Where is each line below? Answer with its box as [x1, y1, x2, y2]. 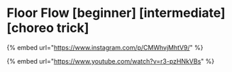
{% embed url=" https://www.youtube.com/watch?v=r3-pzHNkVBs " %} [6, 56, 215, 65]
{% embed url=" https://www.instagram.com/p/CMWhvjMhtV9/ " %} [6, 43, 204, 52]
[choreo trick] [6, 20, 89, 36]
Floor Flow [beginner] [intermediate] [6, 5, 226, 21]
